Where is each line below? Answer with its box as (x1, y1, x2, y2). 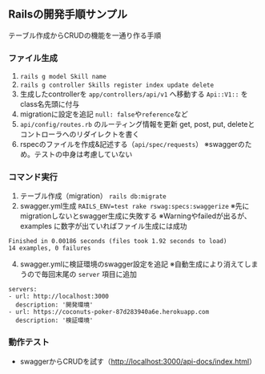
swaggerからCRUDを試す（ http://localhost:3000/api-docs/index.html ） (19, 356, 256, 366)
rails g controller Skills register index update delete (19, 81, 215, 90)
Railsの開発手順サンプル (8, 7, 128, 22)
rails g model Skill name (19, 73, 106, 81)
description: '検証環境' (15, 316, 94, 325)
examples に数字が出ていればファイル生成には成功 (19, 222, 187, 231)
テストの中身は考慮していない (34, 149, 133, 159)
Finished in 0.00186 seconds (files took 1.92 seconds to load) (8, 238, 227, 246)
